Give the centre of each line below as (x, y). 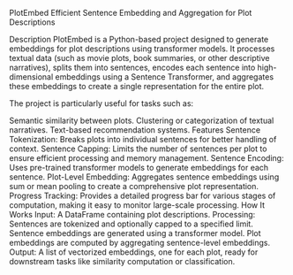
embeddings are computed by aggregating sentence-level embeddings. (140, 243)
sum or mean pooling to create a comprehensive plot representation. (134, 186)
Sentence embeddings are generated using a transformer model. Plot (135, 233)
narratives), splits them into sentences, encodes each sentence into (132, 67)
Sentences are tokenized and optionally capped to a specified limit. (131, 224)
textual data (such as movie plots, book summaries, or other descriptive (140, 58)
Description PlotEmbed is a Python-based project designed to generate (139, 39)
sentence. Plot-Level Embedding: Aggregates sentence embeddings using (144, 177)
